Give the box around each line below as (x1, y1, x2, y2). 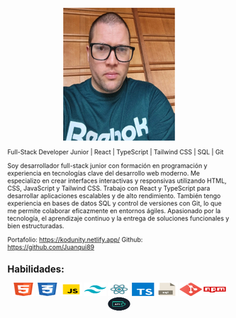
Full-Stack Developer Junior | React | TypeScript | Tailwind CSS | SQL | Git (7, 148, 224, 156)
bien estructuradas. (7, 222, 64, 230)
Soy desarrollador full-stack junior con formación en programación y (7, 161, 208, 170)
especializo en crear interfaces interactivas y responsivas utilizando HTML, (7, 176, 227, 185)
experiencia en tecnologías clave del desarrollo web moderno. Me (7, 169, 201, 177)
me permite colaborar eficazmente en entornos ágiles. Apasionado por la (7, 207, 221, 215)
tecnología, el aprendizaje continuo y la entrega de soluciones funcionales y (7, 214, 230, 222)
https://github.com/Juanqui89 (7, 243, 95, 251)
